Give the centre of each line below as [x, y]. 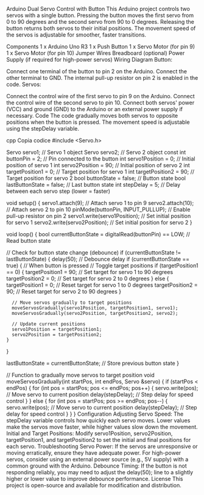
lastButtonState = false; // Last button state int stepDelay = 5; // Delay [93, 185]
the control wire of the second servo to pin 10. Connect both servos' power [100, 103]
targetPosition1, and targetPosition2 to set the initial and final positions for [99, 440]
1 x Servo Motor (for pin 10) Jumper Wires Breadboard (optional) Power [96, 53]
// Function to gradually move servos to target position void [81, 375]
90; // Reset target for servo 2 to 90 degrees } [64, 291]
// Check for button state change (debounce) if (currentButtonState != [94, 252]
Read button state [29, 241]
